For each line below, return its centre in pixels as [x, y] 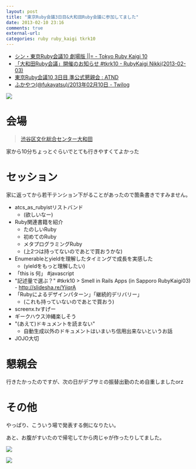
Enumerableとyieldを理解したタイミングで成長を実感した [84, 259]
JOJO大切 [27, 338]
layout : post [22, 11]
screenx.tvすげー [35, 309]
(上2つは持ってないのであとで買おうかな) [73, 251]
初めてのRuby [40, 236]
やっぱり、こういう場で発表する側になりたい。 [62, 425]
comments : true [25, 28]
